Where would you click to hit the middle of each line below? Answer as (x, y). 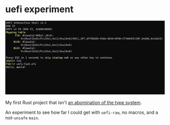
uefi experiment (39, 9)
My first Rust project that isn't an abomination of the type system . (74, 102)
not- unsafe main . (22, 117)
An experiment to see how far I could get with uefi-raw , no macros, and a (82, 112)
